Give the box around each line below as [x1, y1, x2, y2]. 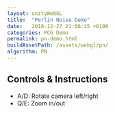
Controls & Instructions [7, 73, 108, 86]
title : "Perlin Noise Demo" [7, 16, 90, 23]
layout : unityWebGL [7, 10, 63, 17]
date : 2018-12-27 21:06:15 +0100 [7, 23, 109, 29]
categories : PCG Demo [7, 29, 69, 36]
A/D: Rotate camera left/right [16, 92, 99, 100]
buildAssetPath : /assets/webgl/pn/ [7, 42, 109, 49]
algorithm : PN [7, 49, 48, 55]
